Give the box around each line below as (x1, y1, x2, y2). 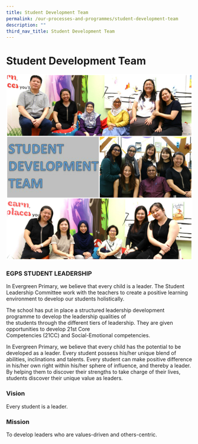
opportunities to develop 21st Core (6, 325, 90, 333)
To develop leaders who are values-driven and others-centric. (6, 431, 158, 438)
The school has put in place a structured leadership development (6, 307, 165, 314)
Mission (6, 417, 30, 426)
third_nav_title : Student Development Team (6, 28, 115, 34)
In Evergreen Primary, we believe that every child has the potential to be (6, 343, 181, 351)
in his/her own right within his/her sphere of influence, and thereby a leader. (6, 362, 191, 369)
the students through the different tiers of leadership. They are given (6, 319, 173, 327)
